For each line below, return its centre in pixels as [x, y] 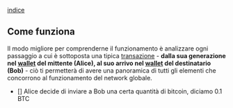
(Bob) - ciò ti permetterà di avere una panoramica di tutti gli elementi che [112, 70]
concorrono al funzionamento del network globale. [80, 78]
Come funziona [41, 31]
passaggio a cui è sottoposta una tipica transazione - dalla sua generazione [116, 55]
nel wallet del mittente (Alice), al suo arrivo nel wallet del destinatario [109, 63]
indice [16, 10]
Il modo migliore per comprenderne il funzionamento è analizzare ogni [108, 48]
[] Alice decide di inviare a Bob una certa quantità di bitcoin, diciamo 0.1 [120, 91]
